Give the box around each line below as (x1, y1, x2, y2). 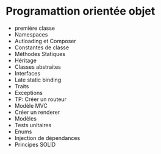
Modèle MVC (14, 102, 48, 109)
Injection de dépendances (14, 134, 80, 141)
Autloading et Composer (14, 37, 77, 44)
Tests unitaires (14, 121, 52, 128)
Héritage (14, 57, 37, 64)
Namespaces (14, 30, 48, 38)
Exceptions (14, 89, 43, 96)
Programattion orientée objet (5, 4, 156, 18)
